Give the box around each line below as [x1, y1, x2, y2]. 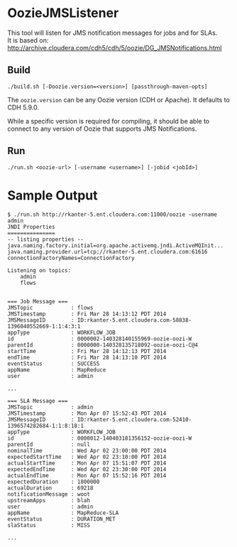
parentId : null [7, 440, 91, 448]
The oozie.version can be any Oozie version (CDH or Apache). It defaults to [7, 95, 231, 104]
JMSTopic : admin [7, 404, 94, 411]
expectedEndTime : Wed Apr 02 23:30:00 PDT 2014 [7, 465, 167, 473]
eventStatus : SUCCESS [7, 360, 100, 367]
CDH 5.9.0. [7, 103, 40, 112]
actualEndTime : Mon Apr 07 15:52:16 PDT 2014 [7, 472, 167, 479]
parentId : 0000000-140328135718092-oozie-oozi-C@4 [7, 341, 199, 349]
